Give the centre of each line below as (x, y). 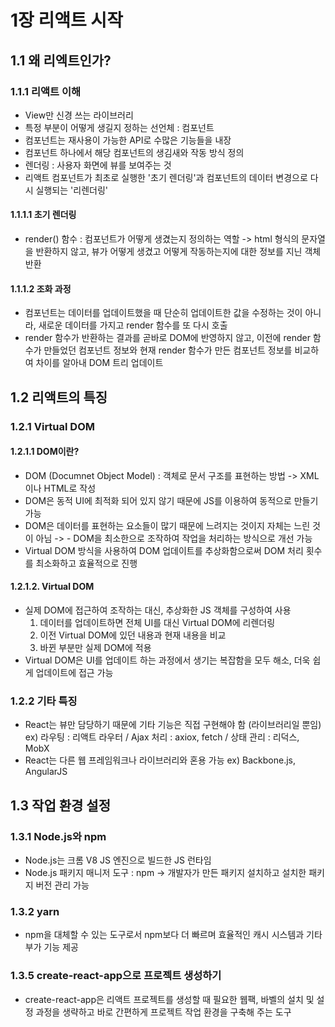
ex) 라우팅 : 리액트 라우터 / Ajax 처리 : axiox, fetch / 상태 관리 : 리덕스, (162, 737)
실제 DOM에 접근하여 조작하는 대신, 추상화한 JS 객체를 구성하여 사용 (158, 610)
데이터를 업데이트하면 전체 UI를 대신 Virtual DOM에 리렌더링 (157, 622)
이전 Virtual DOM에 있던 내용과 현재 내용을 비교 (133, 635)
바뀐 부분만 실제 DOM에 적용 (95, 647)
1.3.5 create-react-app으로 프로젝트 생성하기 (116, 976)
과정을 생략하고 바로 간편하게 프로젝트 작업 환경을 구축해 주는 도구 (163, 1012)
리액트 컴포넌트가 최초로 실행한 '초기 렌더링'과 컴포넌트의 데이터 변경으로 (166, 177)
